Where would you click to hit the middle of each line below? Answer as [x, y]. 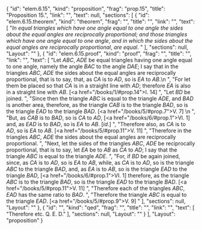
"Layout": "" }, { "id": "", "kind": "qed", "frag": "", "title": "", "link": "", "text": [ [100, 207]
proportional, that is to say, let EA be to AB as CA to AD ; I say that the [92, 150]
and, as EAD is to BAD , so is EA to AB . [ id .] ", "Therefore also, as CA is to [96, 124]
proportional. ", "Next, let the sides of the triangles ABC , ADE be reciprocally [101, 143]
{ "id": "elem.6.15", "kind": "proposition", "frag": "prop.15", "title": [86, 9]
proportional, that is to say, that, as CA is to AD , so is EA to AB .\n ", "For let [98, 79]
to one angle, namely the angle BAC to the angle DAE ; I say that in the [92, 66]
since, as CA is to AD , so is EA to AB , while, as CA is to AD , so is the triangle [100, 163]
